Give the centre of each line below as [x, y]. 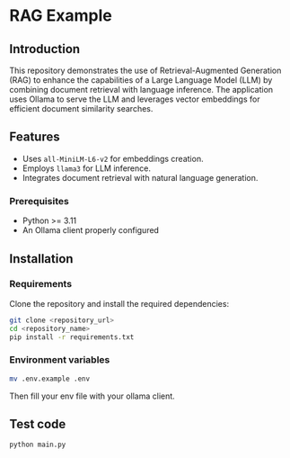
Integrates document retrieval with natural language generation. [140, 177]
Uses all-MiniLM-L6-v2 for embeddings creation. [113, 158]
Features [35, 137]
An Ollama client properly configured [91, 230]
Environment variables [60, 360]
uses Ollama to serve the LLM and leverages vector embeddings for [135, 99]
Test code [38, 424]
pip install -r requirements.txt [72, 337]
